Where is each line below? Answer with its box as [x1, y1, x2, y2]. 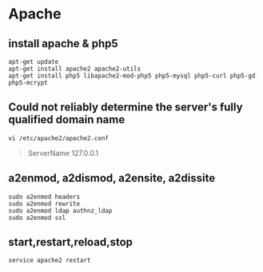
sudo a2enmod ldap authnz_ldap [8, 206, 113, 214]
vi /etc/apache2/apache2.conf [8, 134, 110, 142]
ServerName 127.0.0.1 [27, 148, 98, 158]
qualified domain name [8, 113, 126, 126]
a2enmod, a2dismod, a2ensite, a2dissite [8, 171, 216, 185]
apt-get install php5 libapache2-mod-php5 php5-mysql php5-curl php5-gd [8, 72, 256, 80]
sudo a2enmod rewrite [8, 199, 81, 208]
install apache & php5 [8, 37, 118, 50]
